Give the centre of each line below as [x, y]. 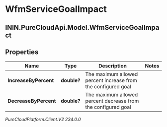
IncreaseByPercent [31, 80]
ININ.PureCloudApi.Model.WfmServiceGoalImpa [83, 28]
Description [113, 66]
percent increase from [111, 80]
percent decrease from [112, 101]
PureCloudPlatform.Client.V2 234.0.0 [43, 120]
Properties [22, 52]
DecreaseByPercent [32, 101]
